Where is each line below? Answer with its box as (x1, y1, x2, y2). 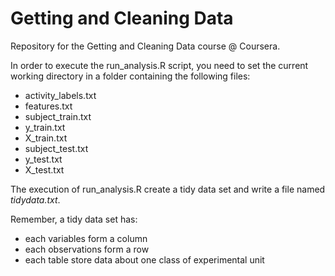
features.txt (24, 100, 73, 112)
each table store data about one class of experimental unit (24, 253, 265, 266)
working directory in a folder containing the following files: (10, 70, 251, 82)
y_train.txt (24, 121, 66, 133)
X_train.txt (24, 132, 68, 144)
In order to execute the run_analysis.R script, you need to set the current (10, 59, 309, 71)
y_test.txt (24, 153, 63, 165)
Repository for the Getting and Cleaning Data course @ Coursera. (10, 40, 281, 52)
